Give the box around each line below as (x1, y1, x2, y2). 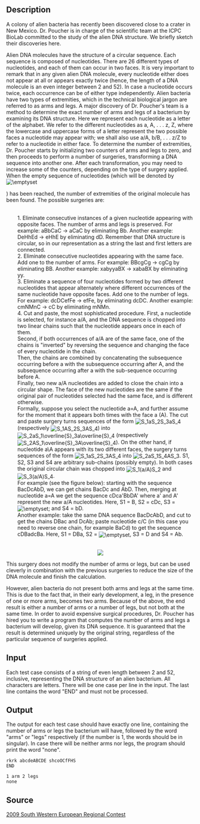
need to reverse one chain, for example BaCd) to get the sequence (17, 524, 181, 532)
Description (6, 5, 51, 15)
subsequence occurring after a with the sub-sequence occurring (17, 367, 177, 374)
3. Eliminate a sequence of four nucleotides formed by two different (17, 277, 184, 285)
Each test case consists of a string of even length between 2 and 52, (6, 669, 175, 676)
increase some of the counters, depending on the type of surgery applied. (6, 166, 189, 173)
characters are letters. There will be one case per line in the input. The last (6, 681, 189, 688)
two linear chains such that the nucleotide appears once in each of (17, 322, 182, 329)
